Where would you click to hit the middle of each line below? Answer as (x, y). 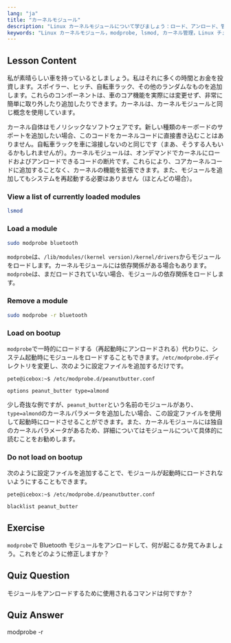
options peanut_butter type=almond (58, 391)
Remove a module (38, 301)
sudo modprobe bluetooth (43, 243)
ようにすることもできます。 (52, 481)
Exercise (26, 528)
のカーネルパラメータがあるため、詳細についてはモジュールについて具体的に (115, 430)
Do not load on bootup (45, 457)
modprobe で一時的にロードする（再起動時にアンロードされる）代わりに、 (110, 349)
